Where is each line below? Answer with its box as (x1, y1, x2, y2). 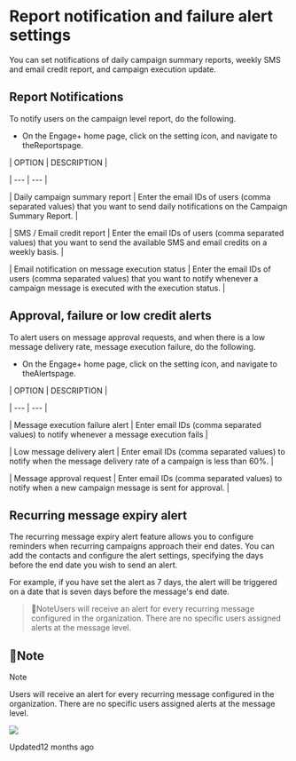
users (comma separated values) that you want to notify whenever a (9, 273, 259, 283)
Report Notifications (9, 90, 124, 105)
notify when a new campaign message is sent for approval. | (9, 482, 230, 493)
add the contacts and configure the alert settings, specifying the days (9, 551, 264, 561)
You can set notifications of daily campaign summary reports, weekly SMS (9, 54, 281, 65)
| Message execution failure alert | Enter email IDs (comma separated (9, 419, 261, 430)
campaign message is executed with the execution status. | (9, 282, 226, 293)
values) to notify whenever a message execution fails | (9, 429, 208, 440)
